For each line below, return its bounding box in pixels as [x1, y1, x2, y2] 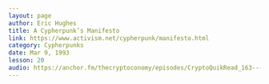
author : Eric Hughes [8, 19, 78, 27]
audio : [8, 64, 30, 72]
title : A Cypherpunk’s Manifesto [8, 26, 120, 34]
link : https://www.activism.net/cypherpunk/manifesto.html [8, 34, 210, 42]
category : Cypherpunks [8, 42, 84, 50]
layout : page [8, 11, 52, 20]
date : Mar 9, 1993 [8, 49, 70, 57]
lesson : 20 [8, 57, 45, 65]
